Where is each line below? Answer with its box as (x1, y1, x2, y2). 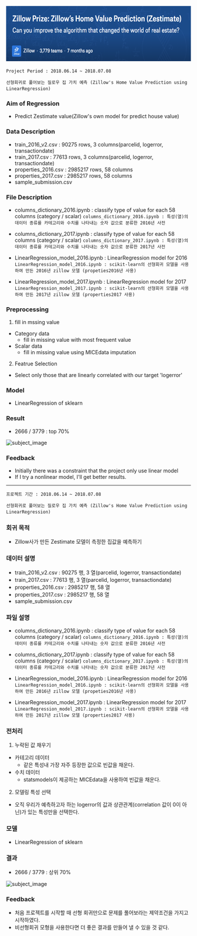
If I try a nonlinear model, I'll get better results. (14, 474, 127, 481)
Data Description (6, 128, 56, 136)
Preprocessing (6, 305, 49, 314)
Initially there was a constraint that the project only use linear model (14, 467, 179, 474)
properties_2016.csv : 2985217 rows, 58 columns (14, 166, 133, 173)
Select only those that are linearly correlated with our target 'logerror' (14, 372, 183, 379)
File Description (6, 193, 52, 201)
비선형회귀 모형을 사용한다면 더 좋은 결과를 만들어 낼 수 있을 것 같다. (14, 924, 169, 931)
